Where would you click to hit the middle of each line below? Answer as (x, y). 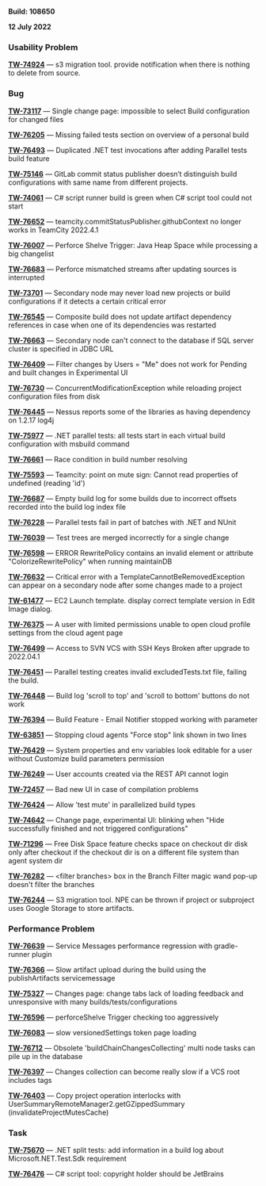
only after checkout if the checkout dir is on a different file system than (124, 852)
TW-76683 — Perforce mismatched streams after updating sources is (123, 269)
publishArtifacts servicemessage (62, 977)
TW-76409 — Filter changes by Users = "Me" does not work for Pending (128, 364)
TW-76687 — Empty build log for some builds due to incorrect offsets (123, 498)
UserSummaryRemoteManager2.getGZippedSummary (97, 1104)
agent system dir (36, 860)
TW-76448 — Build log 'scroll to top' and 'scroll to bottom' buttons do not (129, 695)
